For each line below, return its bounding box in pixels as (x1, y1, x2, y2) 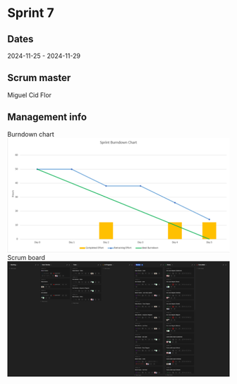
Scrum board (7, 253, 46, 261)
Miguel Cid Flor (7, 90, 51, 99)
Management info (7, 111, 87, 123)
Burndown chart (7, 130, 54, 138)
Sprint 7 (7, 5, 54, 21)
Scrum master (7, 72, 71, 84)
